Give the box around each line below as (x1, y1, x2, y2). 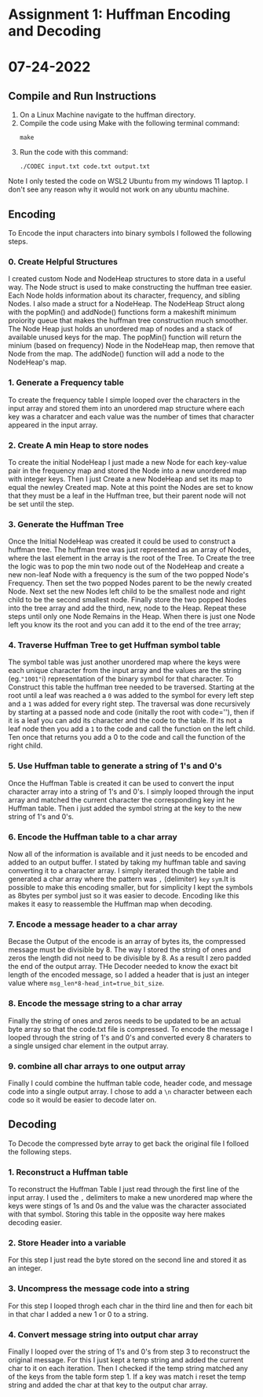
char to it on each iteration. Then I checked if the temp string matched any (8, 1363, 249, 1373)
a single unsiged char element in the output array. (8, 1040, 169, 1050)
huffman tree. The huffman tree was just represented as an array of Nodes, (8, 545, 251, 554)
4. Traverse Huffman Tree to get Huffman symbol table (8, 640, 221, 651)
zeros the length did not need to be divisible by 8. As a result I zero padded (8, 953, 251, 963)
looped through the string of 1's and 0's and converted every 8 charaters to (8, 1033, 252, 1042)
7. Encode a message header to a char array (8, 919, 178, 930)
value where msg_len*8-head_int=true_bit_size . (8, 978, 165, 988)
